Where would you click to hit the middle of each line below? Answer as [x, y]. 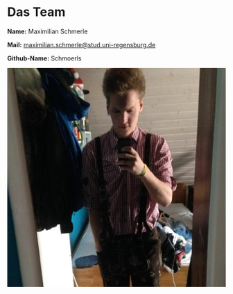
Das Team [36, 12]
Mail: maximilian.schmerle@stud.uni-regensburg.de [81, 44]
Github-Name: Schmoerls [44, 58]
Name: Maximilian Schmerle [48, 31]
